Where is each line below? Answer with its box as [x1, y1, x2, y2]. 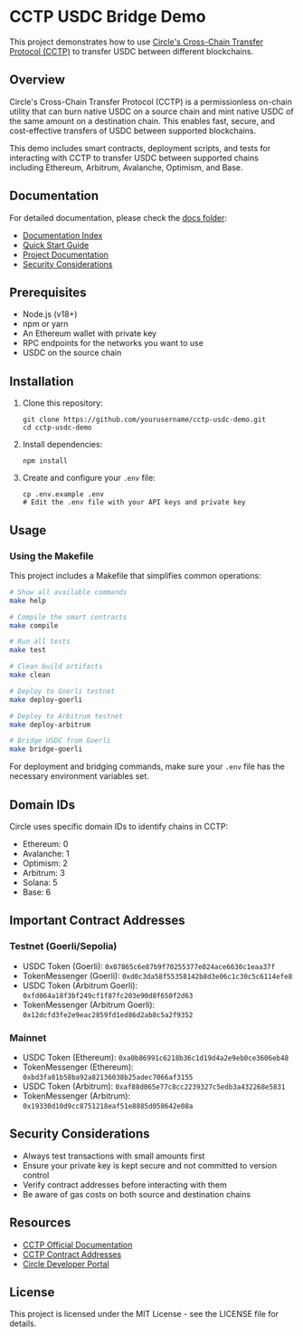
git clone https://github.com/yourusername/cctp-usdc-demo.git [22, 415, 267, 425]
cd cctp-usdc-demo [22, 423, 92, 432]
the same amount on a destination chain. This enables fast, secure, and [9, 115, 276, 126]
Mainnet [9, 1031, 47, 1043]
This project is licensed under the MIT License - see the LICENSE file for [9, 1309, 279, 1320]
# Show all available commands [9, 587, 128, 597]
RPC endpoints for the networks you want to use [22, 338, 204, 349]
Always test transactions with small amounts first [22, 1150, 205, 1161]
